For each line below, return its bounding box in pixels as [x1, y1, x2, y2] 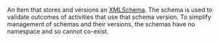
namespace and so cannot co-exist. [7, 27, 109, 35]
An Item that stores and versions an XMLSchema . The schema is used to [7, 6, 213, 14]
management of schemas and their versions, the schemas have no [7, 20, 196, 28]
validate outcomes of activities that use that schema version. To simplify [7, 13, 211, 21]
